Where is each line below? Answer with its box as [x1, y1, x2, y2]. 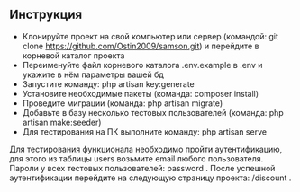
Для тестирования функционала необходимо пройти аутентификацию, [9, 144, 283, 154]
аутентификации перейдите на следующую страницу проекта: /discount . [9, 172, 292, 183]
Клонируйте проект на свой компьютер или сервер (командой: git [22, 31, 279, 41]
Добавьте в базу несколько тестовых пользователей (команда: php [22, 107, 284, 118]
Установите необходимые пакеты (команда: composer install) [22, 88, 259, 99]
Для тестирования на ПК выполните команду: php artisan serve [22, 126, 268, 137]
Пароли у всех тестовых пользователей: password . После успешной [9, 162, 276, 173]
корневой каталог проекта [22, 49, 125, 61]
